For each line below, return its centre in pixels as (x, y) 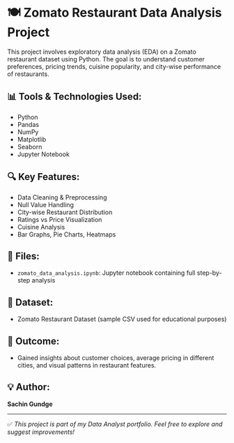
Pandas (28, 124)
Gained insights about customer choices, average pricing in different (116, 358)
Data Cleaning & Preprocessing (62, 197)
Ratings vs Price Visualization (60, 219)
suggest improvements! (41, 432)
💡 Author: (29, 387)
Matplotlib (32, 139)
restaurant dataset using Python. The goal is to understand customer (106, 59)
